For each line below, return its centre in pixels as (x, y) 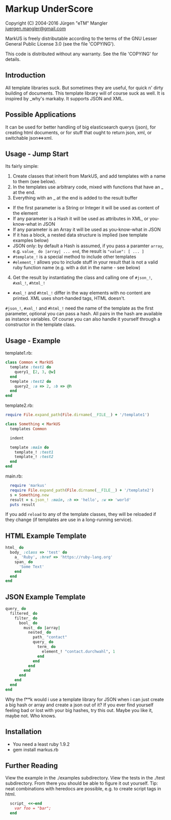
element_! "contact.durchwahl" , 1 (78, 651)
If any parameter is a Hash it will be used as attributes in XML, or (81, 219)
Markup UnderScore (49, 9)
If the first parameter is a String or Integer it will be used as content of (86, 208)
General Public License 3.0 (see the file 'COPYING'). (60, 44)
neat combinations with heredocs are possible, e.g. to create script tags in (83, 789)
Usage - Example (33, 341)
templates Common (28, 429)
